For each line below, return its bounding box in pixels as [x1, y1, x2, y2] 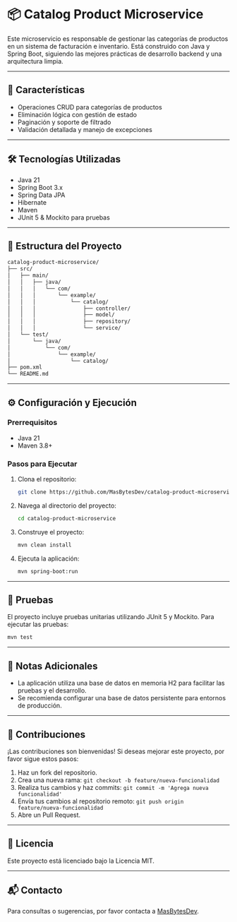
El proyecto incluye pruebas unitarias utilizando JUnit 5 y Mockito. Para [7, 613, 214, 621]
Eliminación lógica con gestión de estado [17, 110, 138, 119]
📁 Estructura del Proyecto [7, 240, 122, 252]
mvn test [7, 634, 33, 641]
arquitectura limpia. [7, 56, 63, 65]
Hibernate [17, 198, 47, 206]
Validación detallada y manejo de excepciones [17, 125, 153, 133]
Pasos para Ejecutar [7, 459, 78, 469]
